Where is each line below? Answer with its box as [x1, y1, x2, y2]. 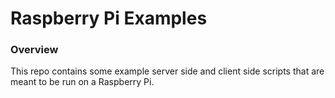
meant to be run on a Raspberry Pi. [10, 76, 155, 88]
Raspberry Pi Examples [10, 7, 208, 30]
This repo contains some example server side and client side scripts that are [10, 65, 325, 77]
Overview [10, 43, 59, 57]
